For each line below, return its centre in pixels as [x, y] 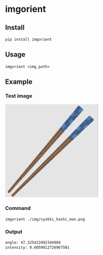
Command [18, 208]
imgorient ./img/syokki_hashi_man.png [45, 219]
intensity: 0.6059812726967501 [37, 248]
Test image [19, 96]
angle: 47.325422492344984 [33, 243]
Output [14, 232]
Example [19, 82]
